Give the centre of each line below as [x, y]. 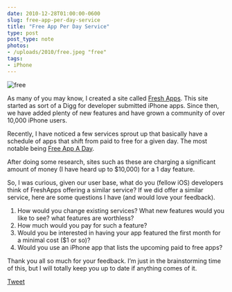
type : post [23, 33]
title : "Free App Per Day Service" [59, 26]
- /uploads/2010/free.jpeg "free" [57, 53]
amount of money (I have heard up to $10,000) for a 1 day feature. [101, 169]
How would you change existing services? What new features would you [121, 210]
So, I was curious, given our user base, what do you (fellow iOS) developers [115, 182]
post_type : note [30, 39]
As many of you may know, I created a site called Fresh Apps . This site [108, 98]
